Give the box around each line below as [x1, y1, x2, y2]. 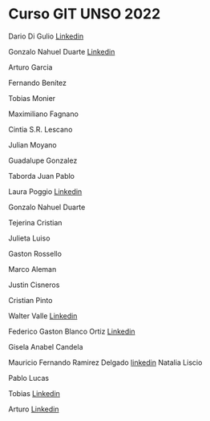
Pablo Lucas [8, 373, 50, 383]
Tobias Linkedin [8, 388, 60, 398]
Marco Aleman [8, 264, 57, 273]
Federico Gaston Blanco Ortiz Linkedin [8, 326, 135, 336]
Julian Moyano [8, 140, 58, 149]
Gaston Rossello [8, 249, 63, 258]
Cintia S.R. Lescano [8, 124, 73, 134]
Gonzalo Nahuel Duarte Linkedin [8, 47, 115, 56]
